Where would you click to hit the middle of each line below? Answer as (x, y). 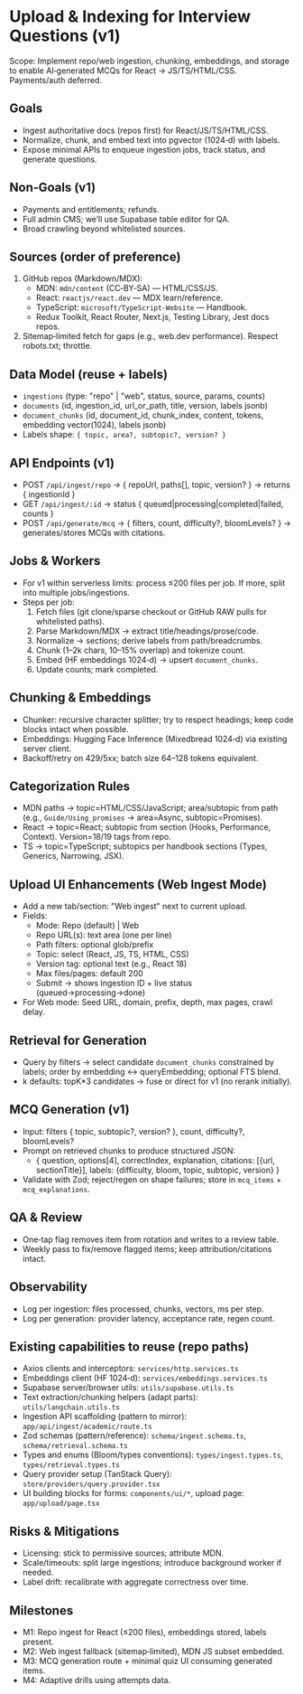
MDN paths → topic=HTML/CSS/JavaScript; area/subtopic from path (150, 808)
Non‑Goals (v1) (53, 188)
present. (38, 1642)
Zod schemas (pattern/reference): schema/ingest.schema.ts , (134, 1435)
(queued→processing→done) (91, 993)
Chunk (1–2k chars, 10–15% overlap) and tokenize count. (141, 650)
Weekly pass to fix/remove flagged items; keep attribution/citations (147, 1248)
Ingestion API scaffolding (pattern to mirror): (105, 1416)
